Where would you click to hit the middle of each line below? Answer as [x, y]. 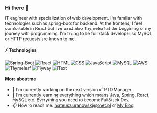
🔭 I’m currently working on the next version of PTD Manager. [72, 89]
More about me [21, 79]
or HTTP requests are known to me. [41, 39]
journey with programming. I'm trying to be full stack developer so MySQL [78, 34]
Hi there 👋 [17, 8]
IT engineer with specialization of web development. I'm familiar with [73, 18]
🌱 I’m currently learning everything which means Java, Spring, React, [81, 95]
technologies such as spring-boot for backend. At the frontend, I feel [73, 23]
